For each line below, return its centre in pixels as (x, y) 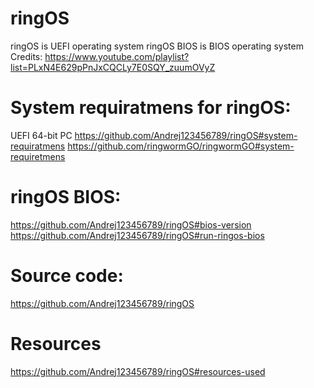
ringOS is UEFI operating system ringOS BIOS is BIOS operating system (157, 46)
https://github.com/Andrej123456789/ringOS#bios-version (131, 224)
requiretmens (38, 156)
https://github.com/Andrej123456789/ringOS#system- (186, 135)
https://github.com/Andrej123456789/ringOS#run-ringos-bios (137, 235)
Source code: (67, 276)
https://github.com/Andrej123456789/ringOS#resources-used (138, 371)
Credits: (26, 56)
